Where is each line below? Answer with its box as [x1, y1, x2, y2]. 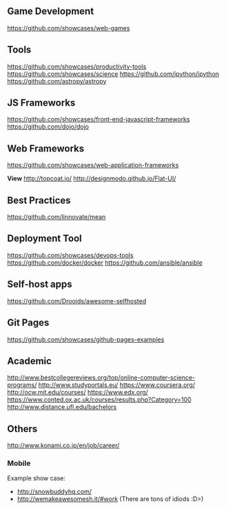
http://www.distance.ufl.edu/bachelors [7, 403, 117, 411]
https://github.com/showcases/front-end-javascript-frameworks [7, 115, 190, 124]
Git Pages [7, 317, 50, 329]
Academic [7, 355, 52, 367]
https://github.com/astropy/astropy [7, 77, 107, 85]
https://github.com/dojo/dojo [7, 122, 90, 131]
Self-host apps [7, 278, 72, 290]
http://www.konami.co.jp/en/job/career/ [7, 442, 120, 450]
